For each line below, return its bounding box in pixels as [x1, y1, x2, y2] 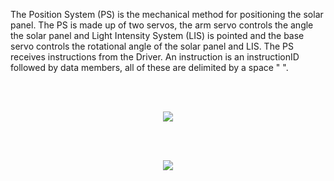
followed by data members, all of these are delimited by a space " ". [10, 62, 289, 73]
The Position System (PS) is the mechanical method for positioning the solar [10, 9, 324, 20]
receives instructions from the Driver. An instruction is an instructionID [10, 51, 300, 63]
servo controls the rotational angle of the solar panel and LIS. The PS [10, 40, 294, 52]
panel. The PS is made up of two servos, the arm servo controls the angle [10, 19, 314, 31]
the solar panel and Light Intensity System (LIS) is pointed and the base [10, 30, 305, 41]
